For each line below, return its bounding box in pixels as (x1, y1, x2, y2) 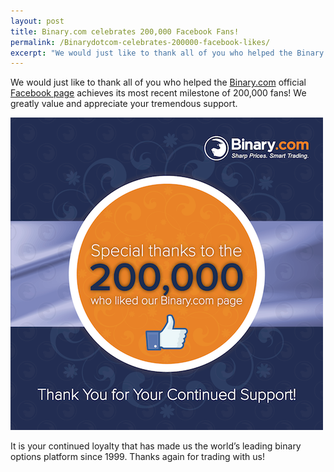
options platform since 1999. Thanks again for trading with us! (10, 451, 265, 463)
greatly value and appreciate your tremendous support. (10, 98, 238, 110)
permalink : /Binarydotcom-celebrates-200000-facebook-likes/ (10, 37, 271, 47)
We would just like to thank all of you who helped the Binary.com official (10, 76, 307, 89)
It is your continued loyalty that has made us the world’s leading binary (10, 440, 302, 452)
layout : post (10, 16, 65, 26)
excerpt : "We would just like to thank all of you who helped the (10, 48, 293, 58)
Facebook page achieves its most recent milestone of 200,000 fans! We (10, 87, 307, 99)
